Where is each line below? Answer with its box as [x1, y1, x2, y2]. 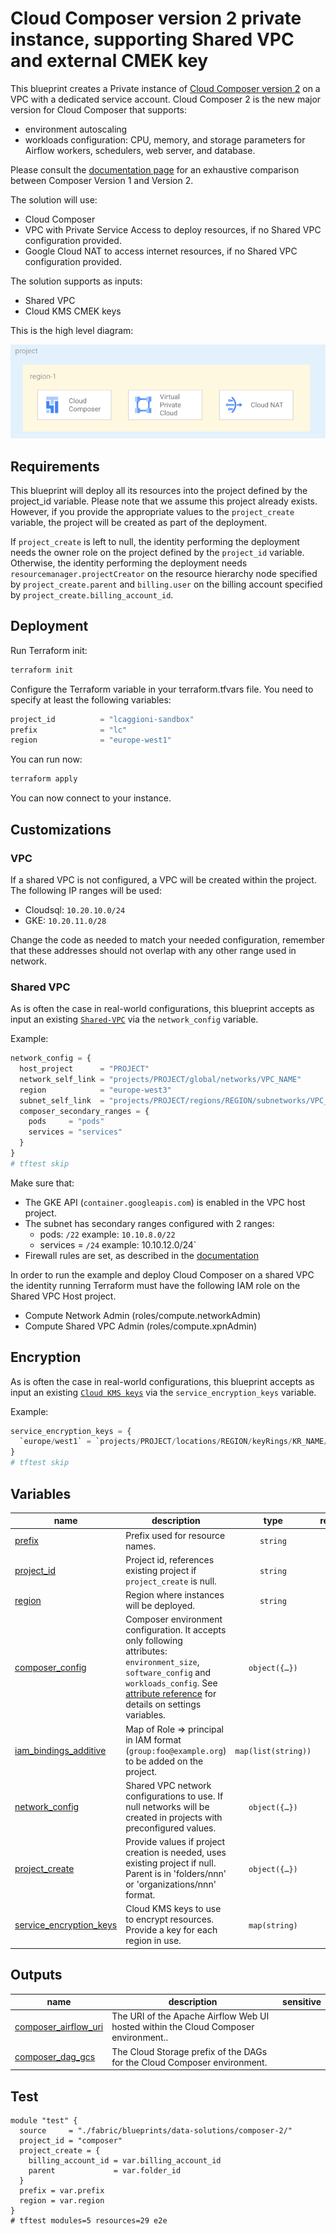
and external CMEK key [10, 50, 209, 72]
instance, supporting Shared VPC [10, 28, 295, 51]
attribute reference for [125, 1688, 217, 1700]
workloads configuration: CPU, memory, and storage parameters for [24, 133, 306, 146]
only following [125, 1635, 183, 1647]
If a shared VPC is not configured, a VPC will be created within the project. [10, 873, 317, 886]
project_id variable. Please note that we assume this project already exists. [10, 495, 318, 507]
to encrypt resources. [125, 1913, 215, 1926]
